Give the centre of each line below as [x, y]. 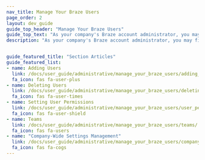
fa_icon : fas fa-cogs [39, 148]
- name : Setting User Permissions [50, 102]
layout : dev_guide [30, 23]
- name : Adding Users [34, 68]
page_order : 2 [24, 18]
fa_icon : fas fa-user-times [48, 96]
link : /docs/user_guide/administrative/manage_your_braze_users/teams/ [105, 125]
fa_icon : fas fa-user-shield [49, 114]
